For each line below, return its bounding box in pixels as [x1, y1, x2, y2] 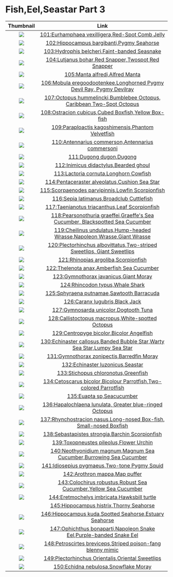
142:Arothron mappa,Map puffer [63, 470, 142, 477]
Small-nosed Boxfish [77, 422, 128, 429]
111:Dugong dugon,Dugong [68, 153, 137, 160]
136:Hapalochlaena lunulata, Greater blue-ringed [42, 400, 163, 408]
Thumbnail [8, 22, 35, 29]
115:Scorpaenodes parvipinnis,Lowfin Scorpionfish [40, 186, 165, 194]
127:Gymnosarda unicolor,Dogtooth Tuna [52, 306, 153, 313]
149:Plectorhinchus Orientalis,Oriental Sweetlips [43, 554, 162, 562]
